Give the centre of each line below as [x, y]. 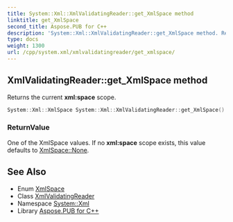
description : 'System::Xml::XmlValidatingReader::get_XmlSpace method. [113, 33]
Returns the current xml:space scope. [62, 97]
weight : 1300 [26, 46]
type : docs [23, 40]
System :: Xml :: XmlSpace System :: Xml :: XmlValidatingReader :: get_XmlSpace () [116, 110]
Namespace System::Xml [53, 203]
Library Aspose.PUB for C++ [58, 211]
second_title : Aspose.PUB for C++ [57, 26]
